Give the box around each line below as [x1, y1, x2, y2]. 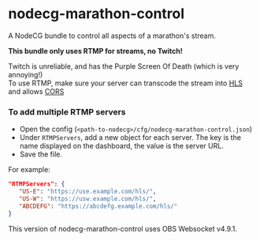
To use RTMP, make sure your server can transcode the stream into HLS [8, 78, 243, 88]
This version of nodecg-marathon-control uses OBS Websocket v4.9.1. [8, 224, 238, 233]
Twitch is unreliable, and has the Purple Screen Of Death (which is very [8, 61, 240, 71]
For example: [8, 165, 51, 175]
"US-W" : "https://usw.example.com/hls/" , [18, 194, 157, 202]
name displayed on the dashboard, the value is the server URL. [19, 141, 225, 151]
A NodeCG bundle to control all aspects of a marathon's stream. [8, 31, 217, 40]
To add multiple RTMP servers [8, 106, 126, 117]
